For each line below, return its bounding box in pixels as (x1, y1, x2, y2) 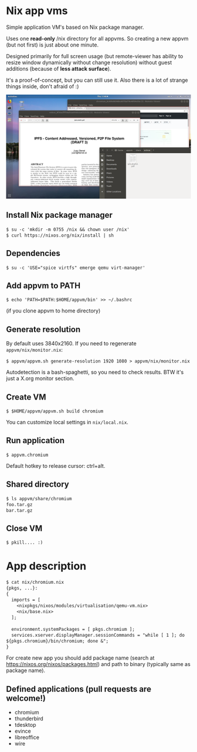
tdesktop (14, 721, 36, 728)
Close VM (6, 524, 43, 534)
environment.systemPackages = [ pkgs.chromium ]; (11, 627, 135, 633)
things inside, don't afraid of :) (6, 82, 79, 89)
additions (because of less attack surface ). (6, 65, 111, 72)
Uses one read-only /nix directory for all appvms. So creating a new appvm (6, 35, 189, 42)
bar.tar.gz (6, 507, 33, 513)
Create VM (6, 392, 46, 402)
